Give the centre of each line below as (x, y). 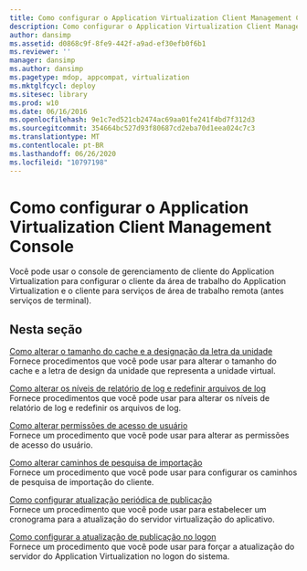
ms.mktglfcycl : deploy (53, 86)
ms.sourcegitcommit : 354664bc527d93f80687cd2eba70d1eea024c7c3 (132, 129)
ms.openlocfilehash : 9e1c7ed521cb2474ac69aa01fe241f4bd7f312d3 (132, 120)
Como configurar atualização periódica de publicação (111, 500)
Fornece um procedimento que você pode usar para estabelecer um (138, 510)
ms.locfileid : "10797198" (58, 162)
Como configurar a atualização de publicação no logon (113, 537)
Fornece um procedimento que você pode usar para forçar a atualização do (152, 547)
